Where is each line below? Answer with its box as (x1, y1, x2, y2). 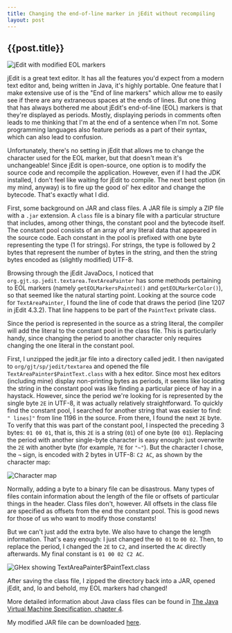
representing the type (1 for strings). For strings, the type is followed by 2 (7, 241, 216, 250)
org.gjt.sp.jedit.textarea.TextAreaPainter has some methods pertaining (7, 277, 222, 285)
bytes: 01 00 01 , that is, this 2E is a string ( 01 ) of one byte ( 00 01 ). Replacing (7, 428, 224, 437)
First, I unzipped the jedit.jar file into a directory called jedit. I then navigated (7, 355, 224, 363)
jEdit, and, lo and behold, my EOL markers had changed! (7, 584, 168, 593)
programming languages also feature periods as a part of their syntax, (7, 125, 207, 134)
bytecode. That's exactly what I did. (7, 191, 109, 199)
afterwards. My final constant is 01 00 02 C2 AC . (7, 550, 144, 558)
